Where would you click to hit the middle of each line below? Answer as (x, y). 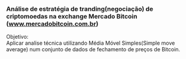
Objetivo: (17, 37)
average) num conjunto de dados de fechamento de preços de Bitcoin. (93, 49)
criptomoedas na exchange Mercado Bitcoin (72, 16)
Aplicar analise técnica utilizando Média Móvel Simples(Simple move (91, 43)
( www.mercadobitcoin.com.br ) (52, 24)
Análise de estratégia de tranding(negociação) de (80, 9)
